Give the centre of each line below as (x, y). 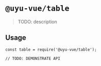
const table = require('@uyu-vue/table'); (51, 50)
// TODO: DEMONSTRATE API (33, 58)
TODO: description (37, 21)
